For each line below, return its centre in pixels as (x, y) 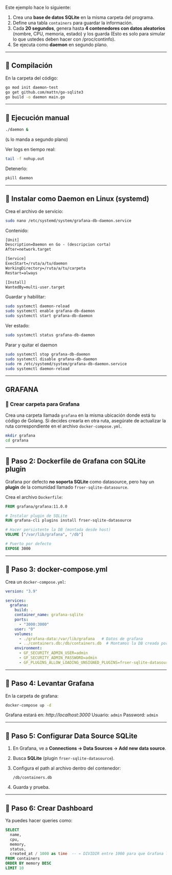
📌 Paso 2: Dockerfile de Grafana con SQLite (76, 461)
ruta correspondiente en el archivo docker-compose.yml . (63, 426)
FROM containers (23, 859)
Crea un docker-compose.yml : (36, 582)
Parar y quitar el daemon (31, 345)
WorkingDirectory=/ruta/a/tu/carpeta (46, 268)
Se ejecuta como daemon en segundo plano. (60, 45)
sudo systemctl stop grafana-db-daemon (48, 354)
